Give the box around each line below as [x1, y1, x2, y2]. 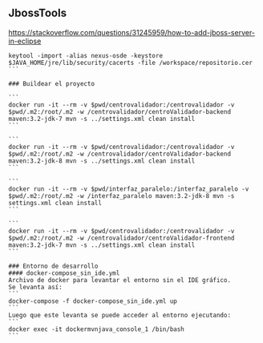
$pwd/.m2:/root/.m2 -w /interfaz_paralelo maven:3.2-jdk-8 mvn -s [8, 192, 235, 200]
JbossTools [8, 6, 67, 20]
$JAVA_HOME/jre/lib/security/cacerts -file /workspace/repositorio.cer [8, 59, 253, 67]
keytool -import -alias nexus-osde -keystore [8, 51, 163, 59]
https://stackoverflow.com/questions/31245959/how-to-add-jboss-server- [8, 27, 255, 37]
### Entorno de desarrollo [8, 262, 99, 270]
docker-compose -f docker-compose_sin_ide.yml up [8, 297, 178, 305]
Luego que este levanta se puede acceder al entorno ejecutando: [8, 311, 231, 319]
